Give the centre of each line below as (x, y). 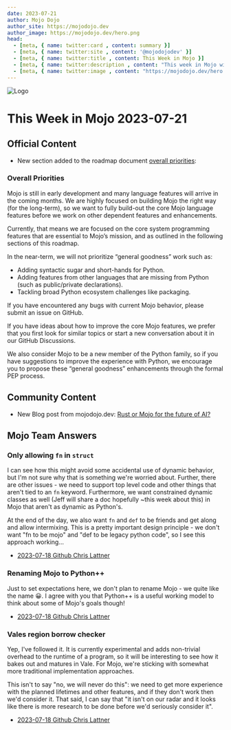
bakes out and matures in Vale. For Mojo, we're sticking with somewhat (108, 664)
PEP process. (26, 375)
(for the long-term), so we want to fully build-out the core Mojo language (110, 208)
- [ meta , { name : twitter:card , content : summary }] (92, 45)
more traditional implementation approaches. (71, 671)
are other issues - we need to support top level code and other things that (112, 485)
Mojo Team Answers (52, 436)
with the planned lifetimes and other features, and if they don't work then (111, 691)
